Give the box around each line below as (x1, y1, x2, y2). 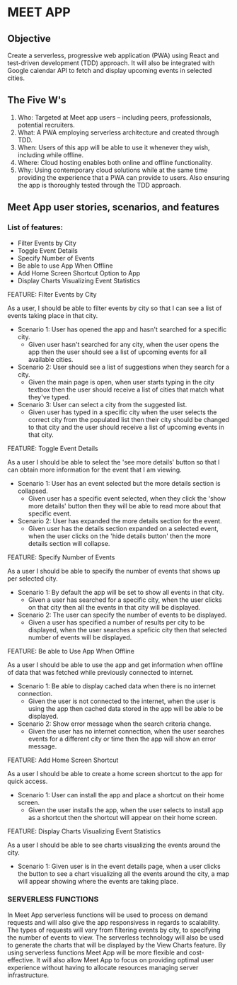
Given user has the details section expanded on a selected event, (28, 524, 219, 533)
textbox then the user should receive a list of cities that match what (28, 385, 224, 394)
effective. (7, 955, 35, 964)
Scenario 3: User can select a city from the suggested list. (17, 400, 187, 409)
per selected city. (7, 574, 58, 583)
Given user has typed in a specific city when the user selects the (28, 408, 217, 416)
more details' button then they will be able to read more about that (28, 501, 221, 510)
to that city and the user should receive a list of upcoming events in (28, 423, 225, 431)
